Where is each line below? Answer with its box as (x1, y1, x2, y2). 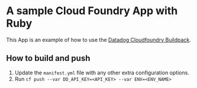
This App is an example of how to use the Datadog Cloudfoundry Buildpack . (6, 36, 191, 43)
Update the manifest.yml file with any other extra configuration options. (14, 69, 189, 76)
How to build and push (6, 53, 91, 63)
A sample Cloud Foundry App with (6, 4, 178, 18)
